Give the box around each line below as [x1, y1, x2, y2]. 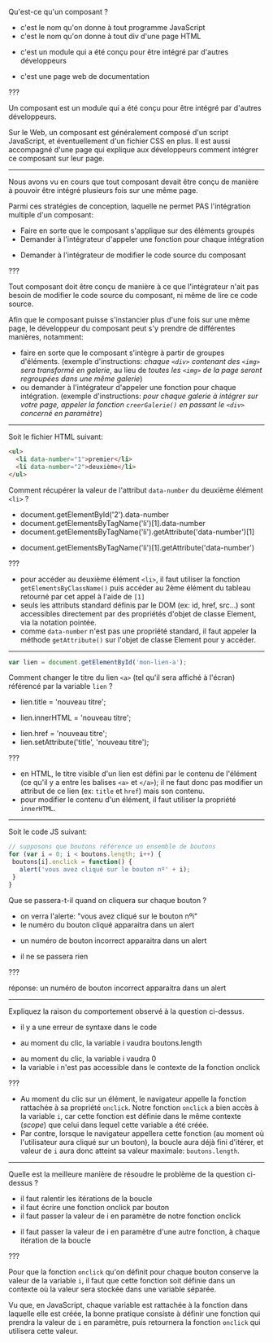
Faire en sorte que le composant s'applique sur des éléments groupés [19, 226, 255, 235]
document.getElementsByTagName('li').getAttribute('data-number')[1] [19, 527, 255, 537]
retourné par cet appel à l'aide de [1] [19, 591, 145, 601]
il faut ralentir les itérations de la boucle [19, 1193, 153, 1204]
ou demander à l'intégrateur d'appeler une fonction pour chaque [19, 383, 236, 392]
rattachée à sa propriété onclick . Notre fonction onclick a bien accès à [19, 1103, 258, 1112]
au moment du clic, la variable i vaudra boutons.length [19, 1037, 202, 1047]
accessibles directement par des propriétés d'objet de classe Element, [19, 608, 257, 618]
